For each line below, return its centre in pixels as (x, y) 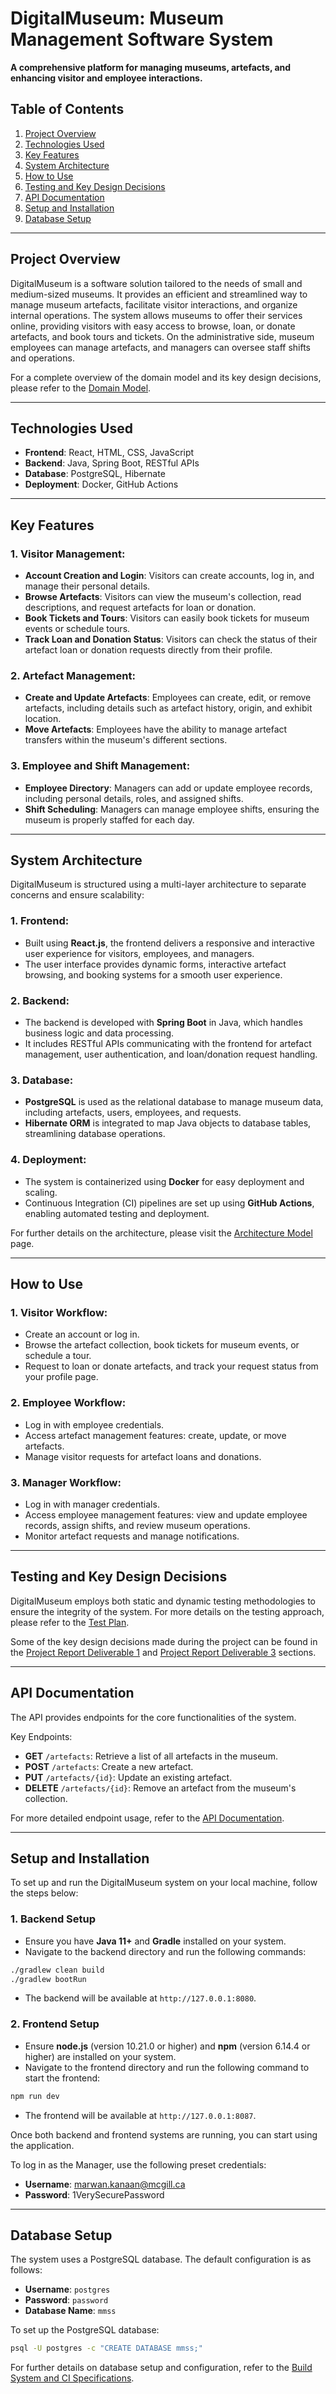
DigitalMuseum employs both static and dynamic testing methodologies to (163, 1601)
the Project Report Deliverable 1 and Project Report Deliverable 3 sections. (163, 1652)
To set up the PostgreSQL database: (85, 2330)
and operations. (42, 358)
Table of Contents (67, 109)
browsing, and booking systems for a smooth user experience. (153, 974)
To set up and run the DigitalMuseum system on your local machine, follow (164, 1883)
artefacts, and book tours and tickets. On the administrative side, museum (162, 336)
